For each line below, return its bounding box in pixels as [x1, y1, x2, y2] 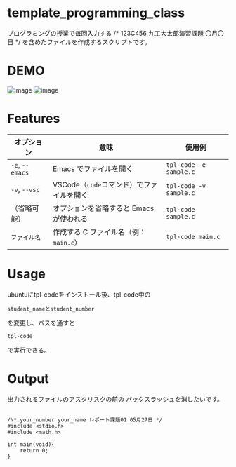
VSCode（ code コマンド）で [52, 180, 144, 189]
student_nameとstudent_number [7, 305, 95, 313]
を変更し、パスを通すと [7, 318, 75, 327]
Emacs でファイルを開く [52, 163, 133, 173]
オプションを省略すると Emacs [52, 203, 155, 213]
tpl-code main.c [166, 233, 221, 241]
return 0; [20, 447, 49, 454]
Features [7, 111, 60, 127]
